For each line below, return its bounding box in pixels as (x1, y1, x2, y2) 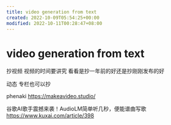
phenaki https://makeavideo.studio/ (6, 93, 96, 100)
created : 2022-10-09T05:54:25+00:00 (6, 15, 100, 21)
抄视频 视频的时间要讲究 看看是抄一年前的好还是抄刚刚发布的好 (6, 68, 165, 75)
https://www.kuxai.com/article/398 (6, 112, 95, 120)
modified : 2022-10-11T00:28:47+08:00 (6, 20, 103, 26)
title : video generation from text (6, 9, 97, 15)
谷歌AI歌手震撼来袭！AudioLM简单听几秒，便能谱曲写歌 (6, 105, 147, 113)
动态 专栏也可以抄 (6, 80, 51, 88)
